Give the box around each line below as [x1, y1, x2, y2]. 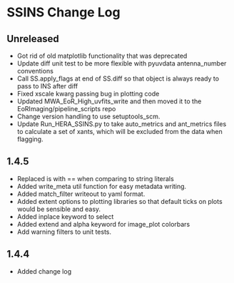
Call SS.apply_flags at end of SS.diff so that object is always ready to [16, 74, 219, 83]
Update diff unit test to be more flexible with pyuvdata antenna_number [16, 59, 227, 68]
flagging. [16, 135, 44, 143]
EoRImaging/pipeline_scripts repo [16, 105, 116, 113]
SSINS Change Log [6, 4, 121, 21]
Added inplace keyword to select [16, 212, 114, 221]
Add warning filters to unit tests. [16, 227, 112, 236]
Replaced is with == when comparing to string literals [16, 174, 174, 182]
